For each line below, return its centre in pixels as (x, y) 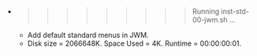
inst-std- (235, 11)
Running (206, 11)
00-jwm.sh (210, 20)
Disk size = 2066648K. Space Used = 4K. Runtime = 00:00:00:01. (134, 43)
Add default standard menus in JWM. (88, 35)
